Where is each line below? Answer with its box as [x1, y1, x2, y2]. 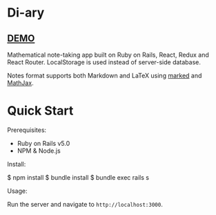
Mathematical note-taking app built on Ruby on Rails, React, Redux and [7, 50, 209, 59]
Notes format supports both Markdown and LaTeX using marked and [7, 71, 202, 80]
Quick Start [7, 103, 74, 119]
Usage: [7, 187, 28, 195]
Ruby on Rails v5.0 [17, 139, 70, 147]
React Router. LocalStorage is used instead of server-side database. [7, 58, 202, 66]
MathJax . [7, 79, 34, 87]
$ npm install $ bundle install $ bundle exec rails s [7, 173, 150, 181]
